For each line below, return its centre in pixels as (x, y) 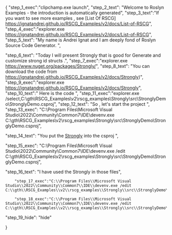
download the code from (31, 72)
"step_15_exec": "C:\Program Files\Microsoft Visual (59, 146)
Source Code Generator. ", (33, 45)
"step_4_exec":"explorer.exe (35, 29)
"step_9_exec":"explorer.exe (35, 82)
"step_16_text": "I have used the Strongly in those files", (63, 172)
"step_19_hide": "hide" (29, 217)
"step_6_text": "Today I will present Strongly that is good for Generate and (83, 55)
